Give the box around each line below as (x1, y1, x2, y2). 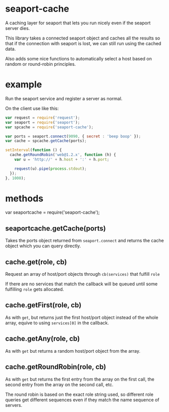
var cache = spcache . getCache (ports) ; (5, 138, 87, 143)
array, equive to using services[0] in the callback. (5, 320, 109, 326)
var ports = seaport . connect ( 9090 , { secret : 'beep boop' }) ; (5, 134, 141, 139)
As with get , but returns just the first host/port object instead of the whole (5, 314, 158, 320)
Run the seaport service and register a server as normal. (5, 95, 123, 101)
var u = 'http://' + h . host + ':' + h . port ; (14, 157, 109, 162)
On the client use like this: (5, 105, 59, 111)
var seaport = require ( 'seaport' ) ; (5, 120, 80, 125)
